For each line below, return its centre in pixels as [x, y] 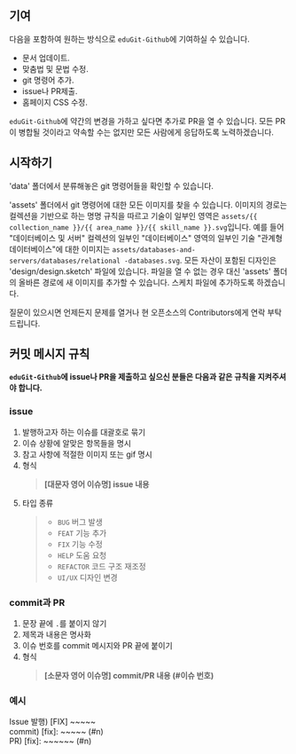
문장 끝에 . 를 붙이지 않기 [64, 624]
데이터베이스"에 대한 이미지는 [60, 249]
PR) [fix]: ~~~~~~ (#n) [51, 741]
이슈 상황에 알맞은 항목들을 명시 [76, 443]
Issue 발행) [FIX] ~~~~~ [52, 722]
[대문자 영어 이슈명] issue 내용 [97, 484]
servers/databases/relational [65, 261]
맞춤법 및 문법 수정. [55, 68]
